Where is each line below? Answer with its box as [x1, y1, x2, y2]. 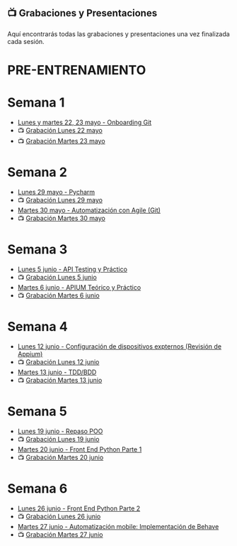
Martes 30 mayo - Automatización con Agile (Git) [17, 206, 161, 214]
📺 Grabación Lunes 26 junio [17, 512, 101, 520]
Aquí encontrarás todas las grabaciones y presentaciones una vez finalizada [7, 29, 230, 38]
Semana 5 [7, 403, 67, 419]
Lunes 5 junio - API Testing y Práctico [17, 265, 127, 273]
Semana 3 [7, 241, 68, 258]
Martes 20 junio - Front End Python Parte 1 [17, 444, 142, 454]
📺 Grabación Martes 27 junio [17, 530, 103, 539]
